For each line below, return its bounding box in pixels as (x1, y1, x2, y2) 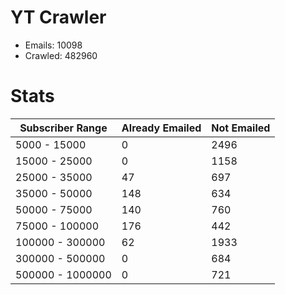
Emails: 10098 (24, 39, 83, 51)
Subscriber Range (19, 121, 108, 135)
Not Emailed (211, 121, 271, 135)
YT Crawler (10, 6, 107, 29)
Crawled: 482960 (24, 49, 98, 61)
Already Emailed (121, 121, 202, 135)
